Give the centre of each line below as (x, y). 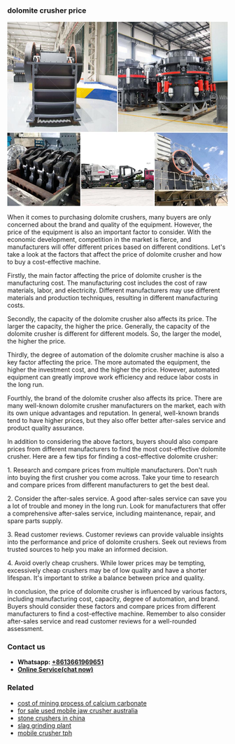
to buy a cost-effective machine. (54, 262)
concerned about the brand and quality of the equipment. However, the (110, 224)
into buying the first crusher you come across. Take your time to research (113, 477)
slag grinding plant (44, 725)
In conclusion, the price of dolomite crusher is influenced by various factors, (117, 591)
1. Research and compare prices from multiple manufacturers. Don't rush (112, 470)
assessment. (26, 628)
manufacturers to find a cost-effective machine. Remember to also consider (116, 614)
